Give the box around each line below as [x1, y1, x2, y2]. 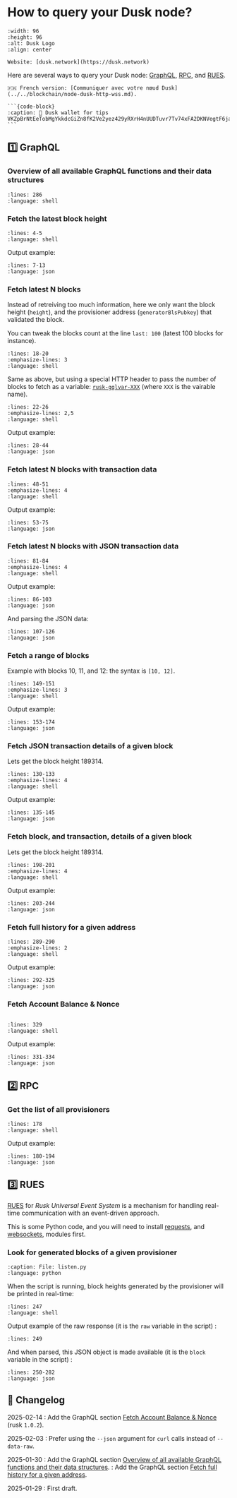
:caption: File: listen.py [7, 1264, 87, 1271]
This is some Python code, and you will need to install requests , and [7, 1222, 205, 1230]
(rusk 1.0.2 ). [7, 1420, 44, 1429]
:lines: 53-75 [7, 519, 49, 526]
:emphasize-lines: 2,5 [7, 410, 74, 417]
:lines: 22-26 [7, 404, 49, 411]
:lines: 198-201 [7, 861, 55, 868]
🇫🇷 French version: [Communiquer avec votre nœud [7, 84, 159, 92]
